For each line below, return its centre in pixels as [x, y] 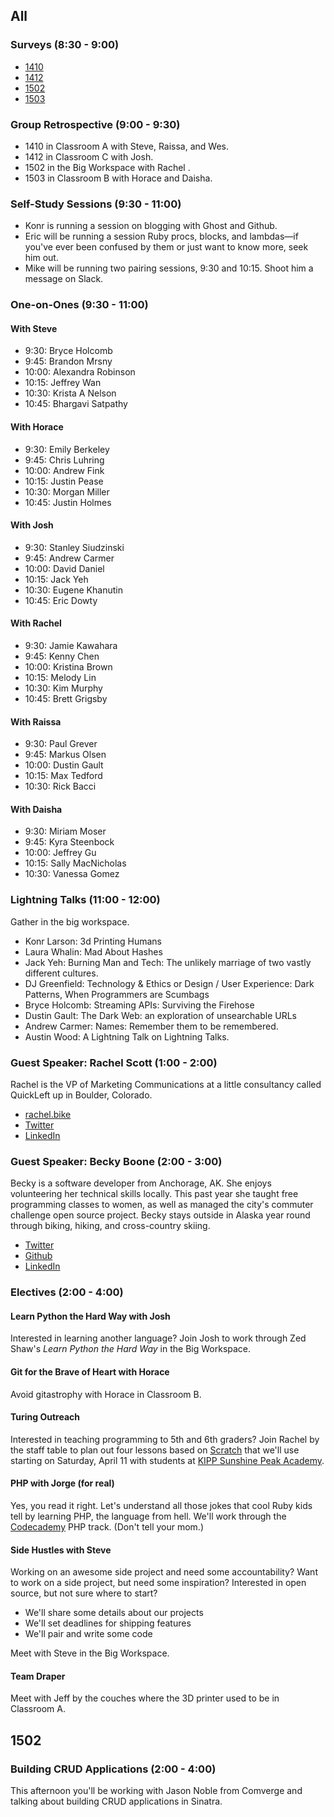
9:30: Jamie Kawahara [71, 646]
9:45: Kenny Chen [62, 656]
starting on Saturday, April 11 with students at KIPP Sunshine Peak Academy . [167, 1460]
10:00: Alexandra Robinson [80, 372]
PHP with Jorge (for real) [62, 1483]
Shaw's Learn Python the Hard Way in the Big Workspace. [131, 1349]
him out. [41, 258]
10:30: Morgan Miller [67, 491]
